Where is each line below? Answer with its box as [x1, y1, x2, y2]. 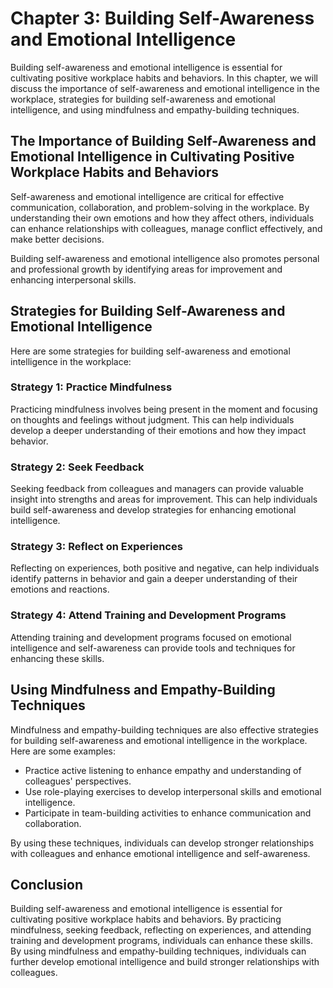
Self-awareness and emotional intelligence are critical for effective [10, 190, 285, 202]
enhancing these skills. [10, 652, 105, 664]
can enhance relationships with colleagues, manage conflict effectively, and [10, 222, 323, 234]
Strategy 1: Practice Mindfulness [10, 380, 173, 394]
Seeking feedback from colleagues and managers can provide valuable [10, 483, 304, 495]
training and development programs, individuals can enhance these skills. [10, 935, 313, 947]
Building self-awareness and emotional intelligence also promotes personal [10, 252, 320, 264]
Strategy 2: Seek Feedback [10, 460, 145, 474]
